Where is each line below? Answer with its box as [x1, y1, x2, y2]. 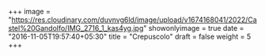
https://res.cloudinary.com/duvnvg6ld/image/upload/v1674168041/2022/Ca [11, 15, 257, 24]
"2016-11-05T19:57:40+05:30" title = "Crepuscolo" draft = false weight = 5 [8, 32, 252, 41]
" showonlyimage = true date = [143, 24, 244, 32]
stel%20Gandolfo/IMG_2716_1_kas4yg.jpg [8, 24, 144, 32]
